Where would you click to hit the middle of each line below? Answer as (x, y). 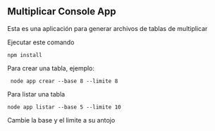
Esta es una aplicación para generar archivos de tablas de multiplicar (107, 28)
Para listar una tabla (36, 94)
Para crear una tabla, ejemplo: (51, 68)
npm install (25, 55)
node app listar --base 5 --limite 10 (64, 107)
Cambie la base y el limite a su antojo (61, 120)
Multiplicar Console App (62, 12)
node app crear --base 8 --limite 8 (64, 81)
